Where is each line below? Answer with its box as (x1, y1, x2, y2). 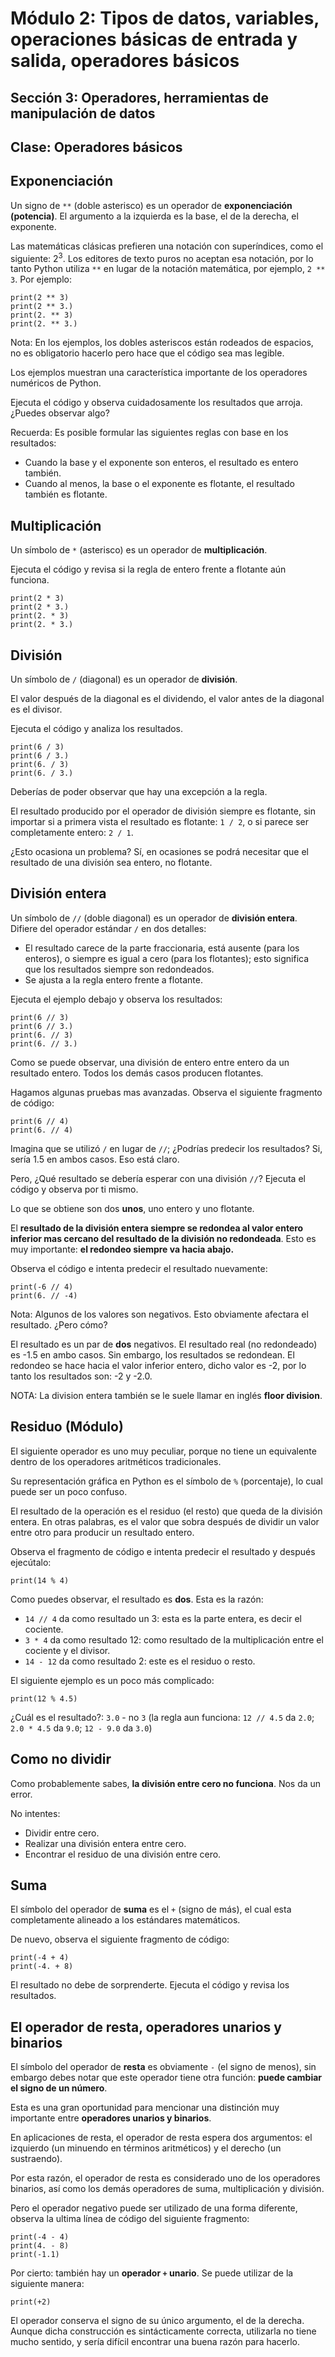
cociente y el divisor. (24, 1644, 111, 1656)
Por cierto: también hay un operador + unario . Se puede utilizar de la (10, 2267, 294, 2279)
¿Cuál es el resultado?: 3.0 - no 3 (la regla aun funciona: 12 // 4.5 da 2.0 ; (10, 1711, 315, 1723)
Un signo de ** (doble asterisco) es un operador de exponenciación (10, 199, 293, 211)
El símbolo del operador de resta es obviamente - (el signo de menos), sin (10, 2061, 317, 2073)
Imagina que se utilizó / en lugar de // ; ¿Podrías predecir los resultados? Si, (10, 1142, 323, 1154)
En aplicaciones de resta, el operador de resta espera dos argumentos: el (10, 2132, 313, 2144)
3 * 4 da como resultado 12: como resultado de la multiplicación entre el (24, 1633, 324, 1646)
